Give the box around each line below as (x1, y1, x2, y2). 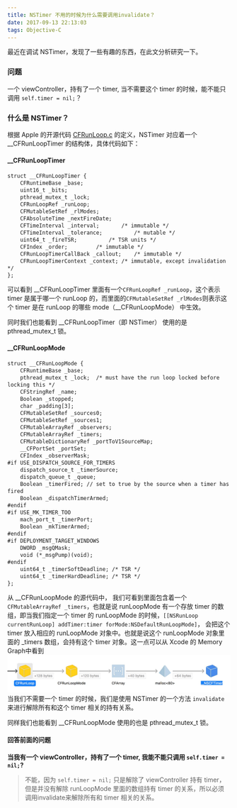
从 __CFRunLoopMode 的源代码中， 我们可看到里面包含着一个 (7, 593, 187, 602)
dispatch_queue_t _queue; (20, 474, 97, 481)
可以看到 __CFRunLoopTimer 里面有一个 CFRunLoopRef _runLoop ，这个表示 (7, 285, 221, 294)
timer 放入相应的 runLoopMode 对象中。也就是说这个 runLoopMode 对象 (7, 629, 219, 638)
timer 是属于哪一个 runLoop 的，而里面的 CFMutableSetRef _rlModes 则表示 (7, 294, 221, 303)
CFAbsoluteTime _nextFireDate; (20, 215, 112, 223)
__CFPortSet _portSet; (20, 445, 87, 453)
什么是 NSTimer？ (7, 113, 69, 123)
